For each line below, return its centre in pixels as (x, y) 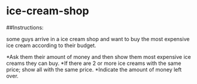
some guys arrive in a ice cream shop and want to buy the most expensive (98, 39)
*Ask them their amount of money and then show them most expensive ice (99, 57)
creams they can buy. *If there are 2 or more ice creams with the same (94, 63)
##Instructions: (25, 27)
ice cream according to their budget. (51, 45)
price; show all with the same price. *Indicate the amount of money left (94, 69)
